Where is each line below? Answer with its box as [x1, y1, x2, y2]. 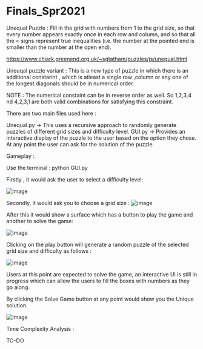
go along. [6, 283, 30, 291]
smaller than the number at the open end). [6, 44, 112, 51]
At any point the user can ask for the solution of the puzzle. [6, 140, 155, 148]
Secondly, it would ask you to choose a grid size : [6, 199, 130, 206]
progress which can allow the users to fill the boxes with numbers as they [6, 277, 190, 284]
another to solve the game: [6, 217, 74, 224]
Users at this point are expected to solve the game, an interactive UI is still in [6, 270, 198, 278]
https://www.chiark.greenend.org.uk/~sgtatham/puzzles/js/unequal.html [6, 55, 188, 62]
